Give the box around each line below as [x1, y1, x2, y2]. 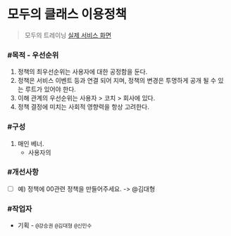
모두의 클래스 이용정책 [7, 6, 127, 22]
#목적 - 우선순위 [7, 50, 59, 60]
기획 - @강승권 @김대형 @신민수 [17, 221, 92, 230]
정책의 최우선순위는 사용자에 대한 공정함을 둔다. [17, 67, 148, 76]
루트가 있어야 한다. [25, 85, 76, 93]
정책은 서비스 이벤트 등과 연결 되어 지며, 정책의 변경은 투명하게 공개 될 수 [17, 77, 217, 85]
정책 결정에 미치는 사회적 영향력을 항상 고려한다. [17, 103, 149, 111]
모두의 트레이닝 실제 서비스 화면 [24, 31, 111, 39]
